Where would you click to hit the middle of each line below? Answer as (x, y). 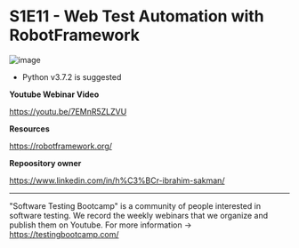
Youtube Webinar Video (54, 94)
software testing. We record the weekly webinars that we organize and (139, 215)
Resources (30, 128)
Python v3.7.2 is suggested (72, 76)
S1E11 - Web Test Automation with (137, 16)
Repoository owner (45, 163)
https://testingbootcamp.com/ (64, 234)
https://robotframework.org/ (61, 146)
